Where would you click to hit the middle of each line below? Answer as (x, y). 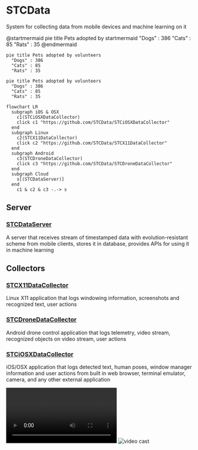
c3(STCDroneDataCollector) (50, 158)
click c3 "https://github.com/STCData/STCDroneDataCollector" (95, 164)
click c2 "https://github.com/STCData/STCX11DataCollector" (92, 143)
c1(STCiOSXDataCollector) (49, 117)
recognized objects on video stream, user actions (66, 339)
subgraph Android (33, 153)
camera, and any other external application (58, 379)
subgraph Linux (30, 133)
